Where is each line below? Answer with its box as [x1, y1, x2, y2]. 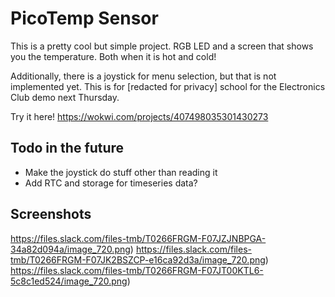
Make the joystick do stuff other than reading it [24, 166, 218, 178]
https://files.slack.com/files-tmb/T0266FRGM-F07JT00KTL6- [10, 264, 264, 276]
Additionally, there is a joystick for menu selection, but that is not [10, 70, 277, 82]
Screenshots [10, 206, 92, 223]
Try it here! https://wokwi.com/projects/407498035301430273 [10, 110, 269, 122]
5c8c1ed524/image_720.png [10, 275, 128, 287]
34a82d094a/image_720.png [10, 243, 131, 255]
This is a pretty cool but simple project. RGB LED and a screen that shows [10, 40, 314, 52]
